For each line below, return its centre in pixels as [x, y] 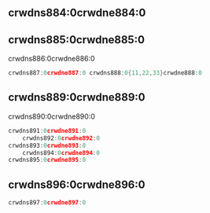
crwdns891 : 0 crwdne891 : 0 [47, 130]
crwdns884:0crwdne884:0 [77, 13]
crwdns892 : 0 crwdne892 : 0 [61, 138]
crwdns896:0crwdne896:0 [77, 184]
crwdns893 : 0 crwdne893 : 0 [47, 145]
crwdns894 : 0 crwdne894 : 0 [61, 152]
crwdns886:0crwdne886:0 [52, 59]
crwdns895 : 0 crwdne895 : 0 [47, 160]
